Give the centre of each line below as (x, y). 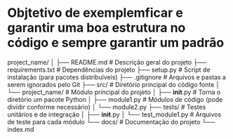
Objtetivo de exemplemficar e (95, 13)
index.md (21, 129)
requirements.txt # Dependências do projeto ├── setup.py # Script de (109, 69)
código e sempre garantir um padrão (116, 43)
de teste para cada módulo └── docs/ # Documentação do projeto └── (111, 121)
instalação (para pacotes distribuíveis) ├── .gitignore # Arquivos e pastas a (117, 77)
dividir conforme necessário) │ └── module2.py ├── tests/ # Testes (107, 107)
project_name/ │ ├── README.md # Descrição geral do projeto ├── (107, 62)
